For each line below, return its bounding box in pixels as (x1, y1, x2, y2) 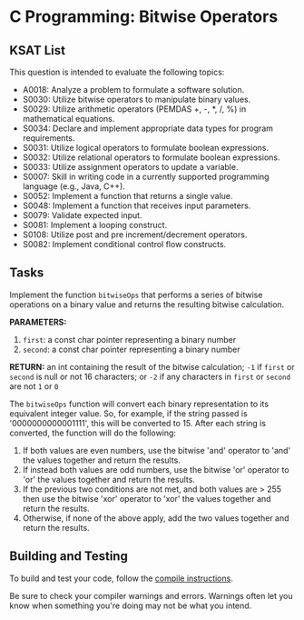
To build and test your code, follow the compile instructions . (9, 573, 233, 584)
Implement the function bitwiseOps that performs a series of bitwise (9, 289, 263, 300)
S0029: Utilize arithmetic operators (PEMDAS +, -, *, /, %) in (22, 104, 247, 115)
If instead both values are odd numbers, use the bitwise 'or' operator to (22, 464, 289, 475)
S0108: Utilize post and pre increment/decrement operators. (22, 229, 248, 240)
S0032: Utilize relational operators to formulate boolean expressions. (22, 152, 280, 163)
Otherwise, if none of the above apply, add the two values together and (22, 512, 289, 524)
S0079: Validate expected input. (22, 210, 142, 220)
